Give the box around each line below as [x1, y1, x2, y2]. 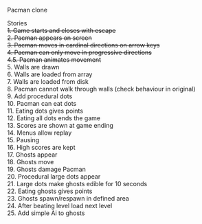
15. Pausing [7, 136, 40, 144]
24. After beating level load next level [7, 202, 113, 210]
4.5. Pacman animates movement [7, 56, 102, 64]
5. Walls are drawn [7, 63, 60, 71]
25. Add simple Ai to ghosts [7, 209, 85, 217]
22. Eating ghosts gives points [7, 187, 93, 195]
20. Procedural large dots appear [7, 172, 101, 181]
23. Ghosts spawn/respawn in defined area [7, 194, 129, 202]
